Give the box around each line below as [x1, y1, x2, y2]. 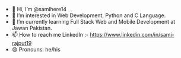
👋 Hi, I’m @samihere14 [11, 6, 67, 12]
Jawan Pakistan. [11, 24, 52, 31]
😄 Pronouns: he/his [11, 46, 61, 53]
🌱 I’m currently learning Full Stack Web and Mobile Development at [11, 18, 176, 25]
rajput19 [11, 40, 32, 47]
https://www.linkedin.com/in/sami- [90, 31, 174, 38]
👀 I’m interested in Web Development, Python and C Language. [11, 12, 166, 19]
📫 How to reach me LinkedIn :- [11, 31, 89, 38]
